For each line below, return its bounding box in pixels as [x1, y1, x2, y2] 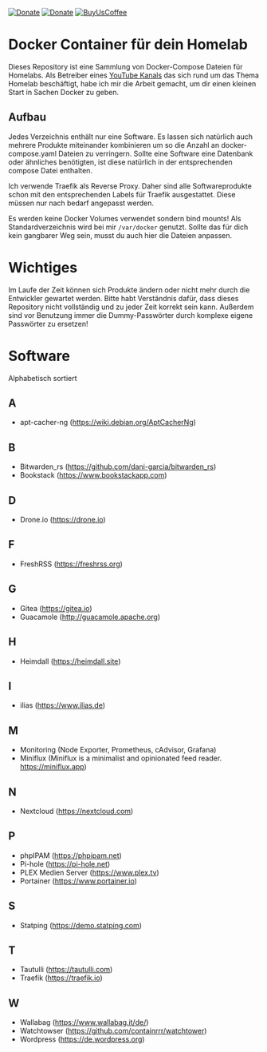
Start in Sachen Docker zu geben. [8, 87, 120, 97]
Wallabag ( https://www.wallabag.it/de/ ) [19, 1018, 149, 1027]
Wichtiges [8, 258, 78, 276]
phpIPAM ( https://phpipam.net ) [19, 851, 122, 860]
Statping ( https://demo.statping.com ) [19, 920, 142, 930]
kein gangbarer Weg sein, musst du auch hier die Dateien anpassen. [8, 230, 233, 240]
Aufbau [8, 110, 46, 124]
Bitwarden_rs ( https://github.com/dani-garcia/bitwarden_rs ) [19, 462, 217, 471]
